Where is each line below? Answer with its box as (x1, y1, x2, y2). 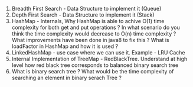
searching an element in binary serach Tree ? (11, 74, 122, 81)
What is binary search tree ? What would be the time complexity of (11, 68, 174, 75)
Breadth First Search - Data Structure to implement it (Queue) (11, 5, 162, 12)
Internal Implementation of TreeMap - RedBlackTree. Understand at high (11, 56, 188, 62)
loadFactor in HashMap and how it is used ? (11, 43, 119, 50)
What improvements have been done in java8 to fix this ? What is (11, 37, 169, 43)
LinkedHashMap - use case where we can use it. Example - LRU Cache (11, 49, 185, 56)
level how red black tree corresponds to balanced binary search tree (11, 62, 179, 69)
